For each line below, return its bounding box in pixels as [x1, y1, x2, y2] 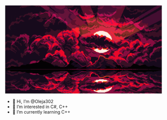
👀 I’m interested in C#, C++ [12, 104, 68, 110]
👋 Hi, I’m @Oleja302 [12, 98, 54, 104]
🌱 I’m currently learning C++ [12, 109, 71, 115]
